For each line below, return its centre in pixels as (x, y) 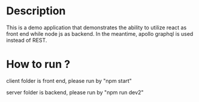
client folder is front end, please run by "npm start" (69, 81)
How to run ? (38, 64)
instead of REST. (27, 40)
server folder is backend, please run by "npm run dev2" (75, 92)
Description (36, 11)
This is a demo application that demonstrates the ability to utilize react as (97, 27)
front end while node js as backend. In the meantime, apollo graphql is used (100, 33)
